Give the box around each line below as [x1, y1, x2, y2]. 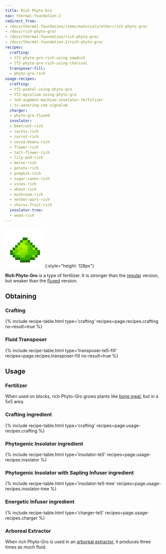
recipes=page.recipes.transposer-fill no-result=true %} [5, 353, 118, 359]
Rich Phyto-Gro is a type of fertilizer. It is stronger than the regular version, [5, 272, 159, 278]
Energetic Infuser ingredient [5, 498, 75, 505]
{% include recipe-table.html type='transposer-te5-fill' [5, 347, 117, 353]
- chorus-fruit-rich [9, 202, 52, 208]
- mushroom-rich [9, 192, 43, 197]
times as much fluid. [5, 544, 47, 550]
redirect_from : [5, 18, 37, 23]
